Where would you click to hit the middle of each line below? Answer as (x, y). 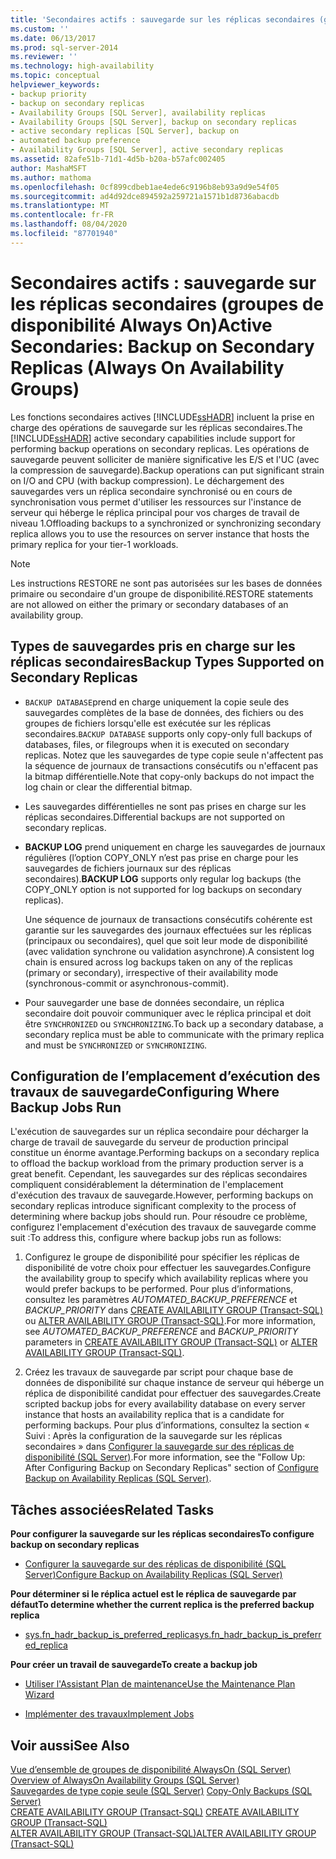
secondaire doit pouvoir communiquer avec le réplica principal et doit (168, 1013)
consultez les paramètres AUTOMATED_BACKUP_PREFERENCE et (161, 1300)
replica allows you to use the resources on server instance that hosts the (160, 533)
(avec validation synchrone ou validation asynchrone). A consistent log (169, 951)
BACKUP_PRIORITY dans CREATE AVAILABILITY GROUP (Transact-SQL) (174, 1310)
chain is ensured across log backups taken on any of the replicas (158, 962)
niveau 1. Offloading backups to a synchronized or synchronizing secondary (166, 523)
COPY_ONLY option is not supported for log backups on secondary (163, 889)
